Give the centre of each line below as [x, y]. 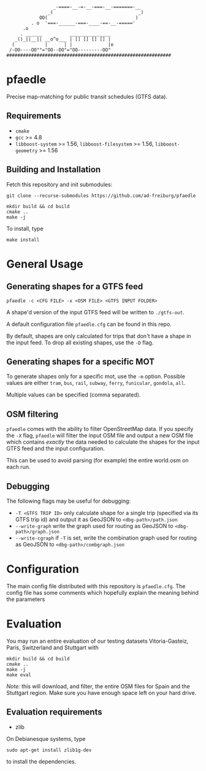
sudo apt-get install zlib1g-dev [49, 750]
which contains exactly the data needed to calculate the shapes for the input [103, 442]
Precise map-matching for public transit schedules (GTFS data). [87, 96]
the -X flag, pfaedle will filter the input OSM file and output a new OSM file [100, 436]
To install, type [25, 228]
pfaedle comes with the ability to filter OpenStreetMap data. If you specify [100, 429]
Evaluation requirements [54, 712]
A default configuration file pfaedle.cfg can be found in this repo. [89, 324]
